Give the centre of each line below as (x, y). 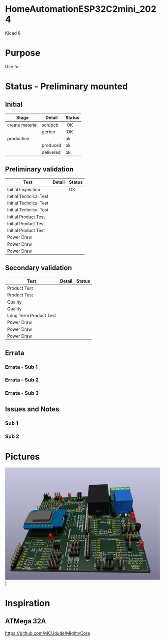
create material (22, 125)
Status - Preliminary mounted (67, 87)
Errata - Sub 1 (21, 367)
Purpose (23, 53)
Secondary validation (39, 268)
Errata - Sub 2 (22, 380)
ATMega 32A (26, 621)
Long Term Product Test (32, 315)
